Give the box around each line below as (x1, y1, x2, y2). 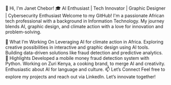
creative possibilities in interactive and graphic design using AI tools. (5, 44, 150, 50)
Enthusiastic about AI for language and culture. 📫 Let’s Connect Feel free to (5, 67, 165, 72)
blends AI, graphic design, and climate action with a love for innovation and (5, 24, 163, 29)
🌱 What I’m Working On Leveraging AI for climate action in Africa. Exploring (5, 39, 163, 45)
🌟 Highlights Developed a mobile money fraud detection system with (5, 55, 150, 61)
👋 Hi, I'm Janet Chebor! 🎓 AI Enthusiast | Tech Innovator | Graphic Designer (5, 5, 166, 11)
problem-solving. (5, 29, 42, 35)
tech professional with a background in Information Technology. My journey (5, 18, 164, 24)
